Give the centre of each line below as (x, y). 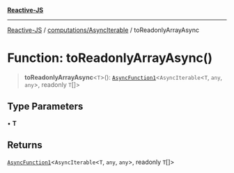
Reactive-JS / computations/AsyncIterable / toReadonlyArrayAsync (103, 30)
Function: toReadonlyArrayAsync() (110, 58)
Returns (25, 145)
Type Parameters (45, 107)
